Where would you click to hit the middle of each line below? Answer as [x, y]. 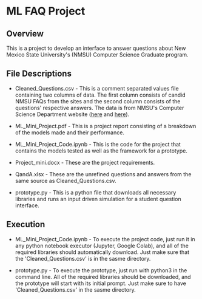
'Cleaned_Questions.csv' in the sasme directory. [75, 289]
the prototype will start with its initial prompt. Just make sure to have [100, 283]
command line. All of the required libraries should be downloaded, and [103, 277]
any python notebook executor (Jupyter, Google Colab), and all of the [102, 246]
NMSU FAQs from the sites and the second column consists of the [98, 101]
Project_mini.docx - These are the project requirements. [85, 162]
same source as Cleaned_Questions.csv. [66, 180]
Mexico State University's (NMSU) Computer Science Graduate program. [98, 55]
